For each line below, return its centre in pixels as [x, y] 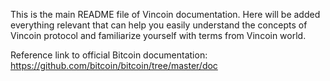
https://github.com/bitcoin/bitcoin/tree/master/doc [114, 65]
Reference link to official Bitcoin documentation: [109, 55]
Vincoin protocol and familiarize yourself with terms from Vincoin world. [158, 35]
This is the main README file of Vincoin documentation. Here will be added [165, 14]
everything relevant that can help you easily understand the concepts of [159, 25]
